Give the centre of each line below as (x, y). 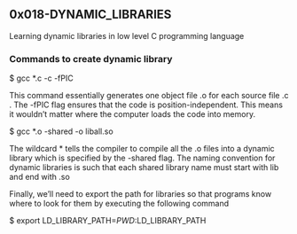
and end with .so (40, 177)
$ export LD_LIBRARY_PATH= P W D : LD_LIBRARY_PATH (108, 221)
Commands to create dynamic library (91, 58)
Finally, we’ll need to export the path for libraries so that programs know (141, 194)
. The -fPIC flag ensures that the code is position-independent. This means (146, 105)
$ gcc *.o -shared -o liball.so (61, 131)
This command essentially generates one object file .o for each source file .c (149, 96)
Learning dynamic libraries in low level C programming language (127, 35)
